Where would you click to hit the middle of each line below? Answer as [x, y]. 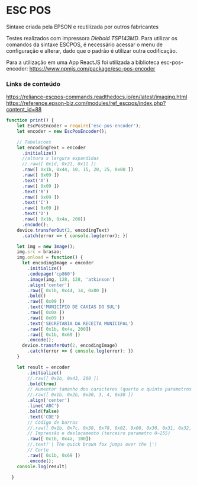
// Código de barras [53, 422]
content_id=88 [24, 110]
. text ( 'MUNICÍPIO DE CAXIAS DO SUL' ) [74, 307]
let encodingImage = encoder [58, 263]
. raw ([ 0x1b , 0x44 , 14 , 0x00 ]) [67, 290]
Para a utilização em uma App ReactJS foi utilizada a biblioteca [83, 62]
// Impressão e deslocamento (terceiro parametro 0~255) [99, 433]
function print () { [30, 120]
